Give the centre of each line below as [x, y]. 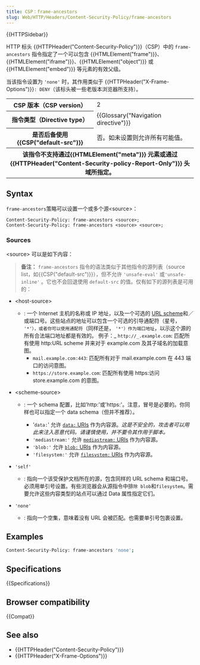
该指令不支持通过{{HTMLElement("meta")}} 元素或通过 [100, 154]
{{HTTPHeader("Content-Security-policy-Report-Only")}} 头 [100, 163]
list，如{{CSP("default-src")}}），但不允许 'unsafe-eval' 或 [93, 274]
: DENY [42, 89]
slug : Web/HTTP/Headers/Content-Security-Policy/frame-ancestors [89, 17]
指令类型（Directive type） [50, 120]
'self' [23, 467]
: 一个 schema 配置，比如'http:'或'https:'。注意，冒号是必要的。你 [104, 404]
